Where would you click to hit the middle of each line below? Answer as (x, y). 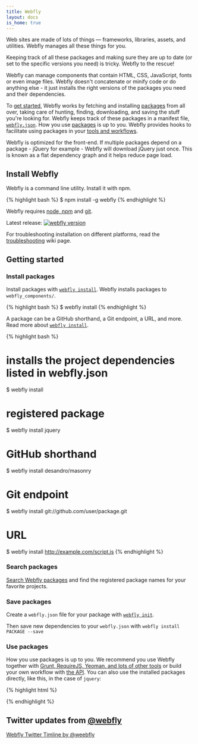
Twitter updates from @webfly (64, 720)
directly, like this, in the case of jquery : (54, 679)
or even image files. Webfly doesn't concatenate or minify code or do (91, 81)
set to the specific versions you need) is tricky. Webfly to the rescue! (90, 64)
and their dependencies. (36, 94)
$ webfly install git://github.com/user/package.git (67, 511)
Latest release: (24, 223)
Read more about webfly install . (48, 325)
